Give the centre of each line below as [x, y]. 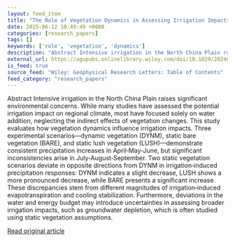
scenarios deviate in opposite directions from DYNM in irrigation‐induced [113, 166]
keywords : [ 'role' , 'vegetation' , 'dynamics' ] [76, 46]
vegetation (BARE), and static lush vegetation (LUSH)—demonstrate [105, 143]
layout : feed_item [34, 14]
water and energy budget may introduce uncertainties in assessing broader [116, 203]
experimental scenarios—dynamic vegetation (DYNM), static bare [102, 136]
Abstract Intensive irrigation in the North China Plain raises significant [107, 99]
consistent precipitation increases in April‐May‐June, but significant [105, 150]
